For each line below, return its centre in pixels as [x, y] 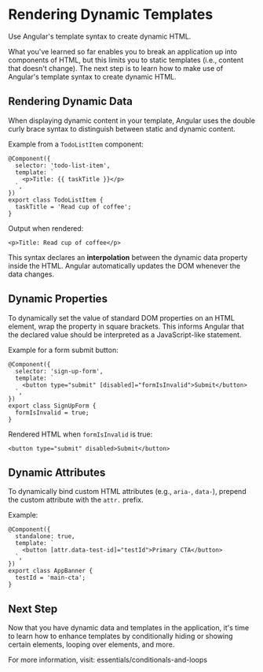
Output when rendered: [46, 228]
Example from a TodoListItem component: [76, 144]
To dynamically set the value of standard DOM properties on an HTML [122, 317]
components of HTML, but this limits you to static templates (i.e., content [126, 60]
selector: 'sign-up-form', [59, 371]
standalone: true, [46, 536]
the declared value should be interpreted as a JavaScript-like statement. [125, 334]
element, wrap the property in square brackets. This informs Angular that [126, 326]
